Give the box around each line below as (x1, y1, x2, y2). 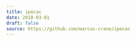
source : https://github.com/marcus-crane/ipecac (6, 25, 131, 32)
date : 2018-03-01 (6, 14, 50, 20)
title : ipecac (6, 8, 42, 15)
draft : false (6, 20, 39, 26)
